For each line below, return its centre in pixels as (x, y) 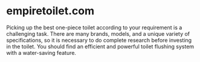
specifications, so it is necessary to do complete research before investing (99, 40)
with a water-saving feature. (41, 52)
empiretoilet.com (50, 11)
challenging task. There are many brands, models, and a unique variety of (98, 33)
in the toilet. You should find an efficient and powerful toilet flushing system (100, 46)
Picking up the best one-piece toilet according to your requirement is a (94, 27)
